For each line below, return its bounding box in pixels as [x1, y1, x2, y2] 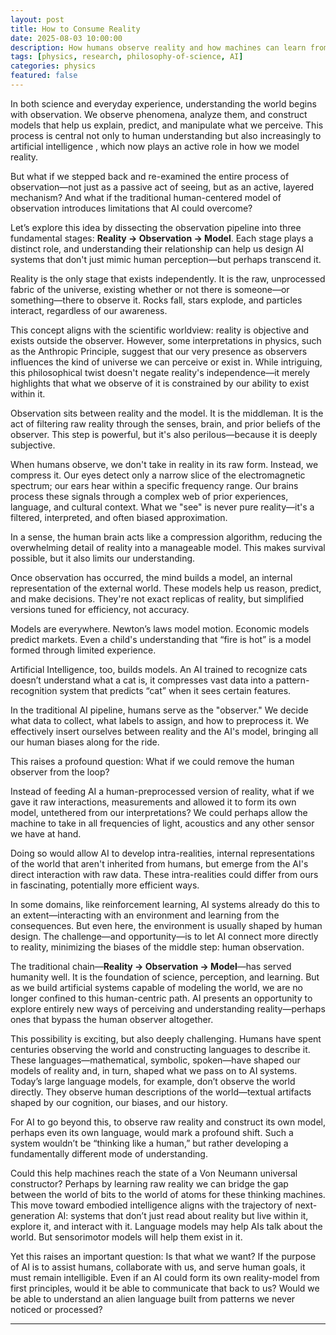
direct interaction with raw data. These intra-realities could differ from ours [10, 868, 319, 880]
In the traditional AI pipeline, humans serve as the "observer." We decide [10, 704, 309, 716]
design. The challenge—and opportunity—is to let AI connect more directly [10, 930, 319, 942]
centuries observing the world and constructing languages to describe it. [10, 1043, 311, 1055]
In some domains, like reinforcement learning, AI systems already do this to [10, 898, 320, 910]
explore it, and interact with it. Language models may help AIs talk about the [10, 1220, 323, 1232]
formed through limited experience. [10, 644, 157, 656]
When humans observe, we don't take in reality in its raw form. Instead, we [10, 458, 319, 470]
